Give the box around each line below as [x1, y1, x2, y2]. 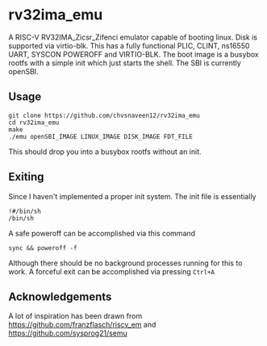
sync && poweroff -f [8, 244, 78, 252]
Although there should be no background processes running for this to [8, 258, 243, 268]
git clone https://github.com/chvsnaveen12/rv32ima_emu [8, 111, 200, 119]
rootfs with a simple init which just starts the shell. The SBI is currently [8, 58, 242, 68]
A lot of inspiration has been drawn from [8, 311, 143, 321]
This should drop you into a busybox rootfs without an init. [8, 147, 202, 156]
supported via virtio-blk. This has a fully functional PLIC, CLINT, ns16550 [8, 40, 250, 50]
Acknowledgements [8, 290, 112, 303]
